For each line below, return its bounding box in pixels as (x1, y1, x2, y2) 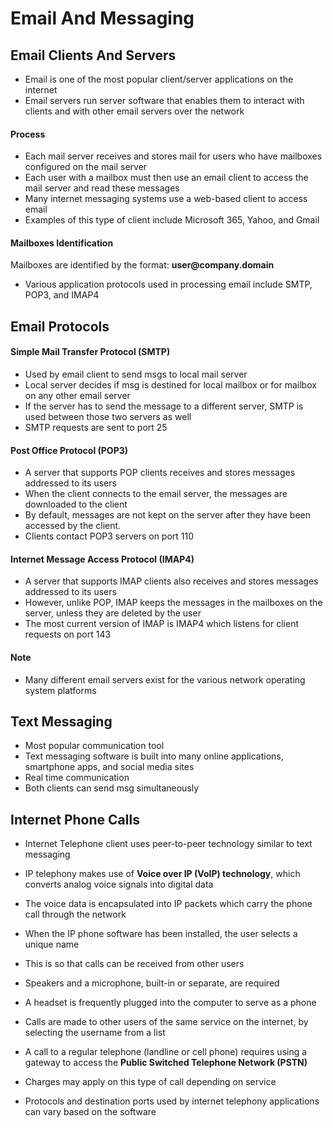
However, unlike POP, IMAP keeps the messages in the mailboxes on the (24, 597, 323, 609)
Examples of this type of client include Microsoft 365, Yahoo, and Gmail (24, 214, 320, 226)
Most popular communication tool (24, 740, 165, 752)
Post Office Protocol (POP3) (10, 444, 129, 456)
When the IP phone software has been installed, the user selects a (24, 928, 298, 940)
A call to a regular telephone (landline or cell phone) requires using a (24, 1046, 308, 1058)
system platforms (24, 684, 97, 696)
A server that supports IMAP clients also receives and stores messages (24, 575, 319, 587)
